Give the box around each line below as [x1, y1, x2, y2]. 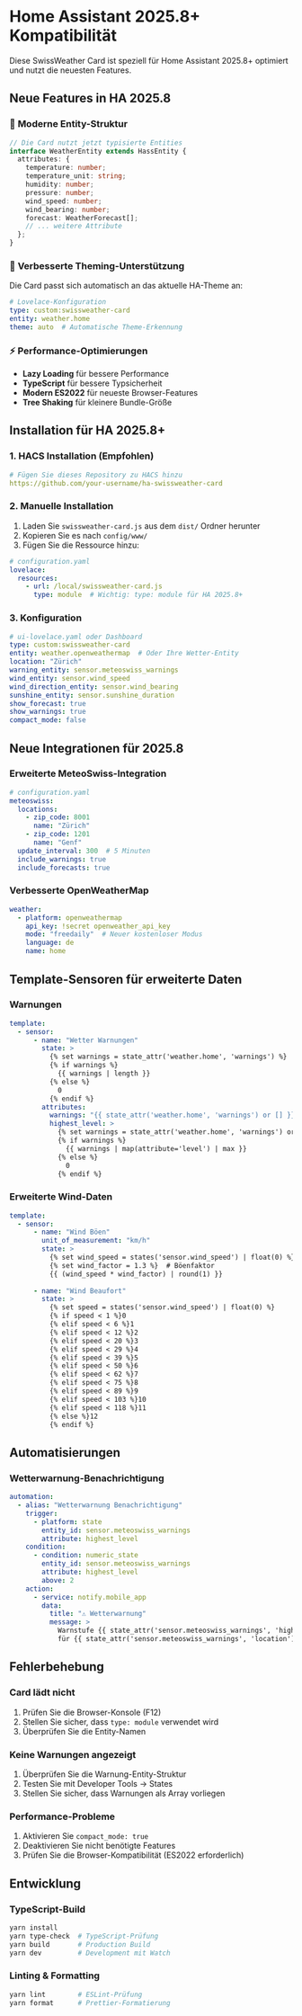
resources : [17, 574, 58, 583]
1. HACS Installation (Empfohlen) [9, 450, 155, 462]
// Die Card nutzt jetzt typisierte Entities [9, 138, 182, 147]
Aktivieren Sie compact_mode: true [22, 1831, 149, 1842]
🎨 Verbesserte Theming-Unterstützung [9, 259, 185, 272]
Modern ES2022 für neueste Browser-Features [22, 388, 199, 398]
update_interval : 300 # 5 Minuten [17, 846, 151, 855]
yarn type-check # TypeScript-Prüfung [9, 1931, 159, 1940]
